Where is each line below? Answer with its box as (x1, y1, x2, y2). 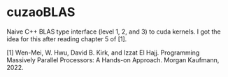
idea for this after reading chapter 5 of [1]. (6, 34, 127, 43)
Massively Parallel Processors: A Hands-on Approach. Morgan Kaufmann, (6, 55, 220, 64)
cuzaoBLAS (6, 4, 76, 20)
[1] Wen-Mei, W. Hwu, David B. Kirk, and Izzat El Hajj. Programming (6, 48, 200, 57)
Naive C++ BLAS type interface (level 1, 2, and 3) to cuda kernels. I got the (6, 27, 221, 36)
